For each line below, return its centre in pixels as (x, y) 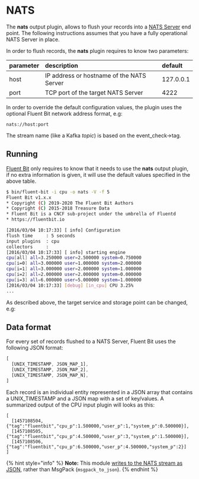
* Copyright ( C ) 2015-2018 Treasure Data (58, 208)
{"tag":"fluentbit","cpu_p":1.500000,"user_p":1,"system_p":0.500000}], (98, 426)
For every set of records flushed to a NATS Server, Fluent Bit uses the (91, 341)
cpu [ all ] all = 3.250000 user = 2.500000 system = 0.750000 (74, 258)
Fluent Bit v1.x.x (29, 197)
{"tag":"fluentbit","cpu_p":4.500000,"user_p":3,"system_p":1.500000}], (98, 436)
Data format (29, 327)
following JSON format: (35, 348)
